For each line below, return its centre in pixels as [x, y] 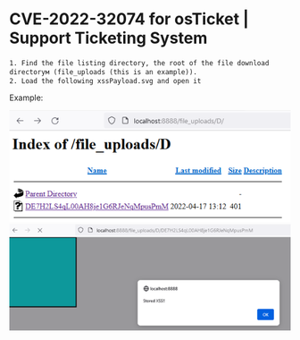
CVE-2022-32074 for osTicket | [129, 19]
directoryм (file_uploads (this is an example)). [104, 72]
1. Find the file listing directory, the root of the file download [139, 63]
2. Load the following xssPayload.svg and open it [105, 81]
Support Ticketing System [108, 38]
